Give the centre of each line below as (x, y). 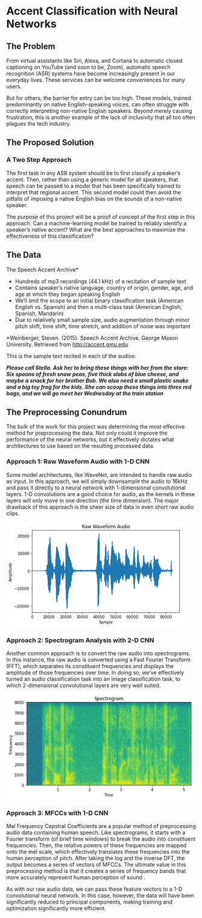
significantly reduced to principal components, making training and (90, 902)
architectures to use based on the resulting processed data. (80, 446)
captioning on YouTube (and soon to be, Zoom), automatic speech (88, 67)
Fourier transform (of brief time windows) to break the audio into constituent (101, 839)
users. (14, 86)
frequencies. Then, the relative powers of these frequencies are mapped (96, 846)
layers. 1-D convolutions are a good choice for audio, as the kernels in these (100, 494)
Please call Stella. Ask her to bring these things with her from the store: (97, 368)
